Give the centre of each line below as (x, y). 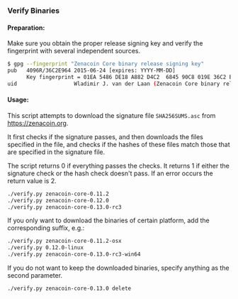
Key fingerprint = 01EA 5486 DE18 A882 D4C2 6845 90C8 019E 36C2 (126, 77)
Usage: (18, 100)
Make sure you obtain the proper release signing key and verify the (105, 43)
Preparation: (26, 28)
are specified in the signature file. (56, 152)
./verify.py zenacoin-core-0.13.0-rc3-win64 (74, 254)
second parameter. (35, 276)
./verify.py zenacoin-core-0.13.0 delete (69, 289)
